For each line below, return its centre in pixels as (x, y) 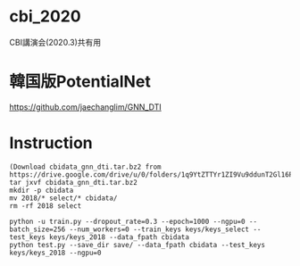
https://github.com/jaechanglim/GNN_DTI (86, 107)
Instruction (51, 143)
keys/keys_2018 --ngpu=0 (55, 253)
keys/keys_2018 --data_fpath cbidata (119, 237)
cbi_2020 (46, 17)
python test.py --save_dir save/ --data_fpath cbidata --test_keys (137, 245)
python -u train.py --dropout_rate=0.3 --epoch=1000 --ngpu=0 (127, 221)
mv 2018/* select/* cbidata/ (63, 198)
